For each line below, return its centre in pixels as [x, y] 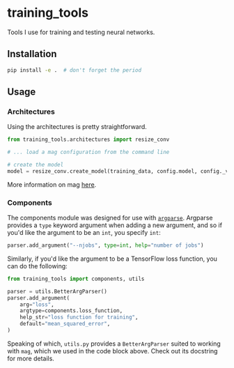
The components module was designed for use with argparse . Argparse [110, 218]
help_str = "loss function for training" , [79, 317]
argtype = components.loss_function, [71, 311]
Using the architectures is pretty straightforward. [77, 127]
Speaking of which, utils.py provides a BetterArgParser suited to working [114, 344]
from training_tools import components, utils [76, 279]
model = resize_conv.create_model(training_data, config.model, [102, 171]
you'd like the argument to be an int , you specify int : [84, 233]
